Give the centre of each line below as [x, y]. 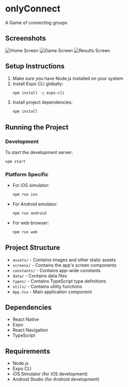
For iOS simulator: [31, 185]
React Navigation [30, 330]
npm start [16, 161]
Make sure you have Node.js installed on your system [68, 78]
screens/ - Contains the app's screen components [65, 265]
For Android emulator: [35, 204]
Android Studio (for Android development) [56, 379]
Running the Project [37, 127]
